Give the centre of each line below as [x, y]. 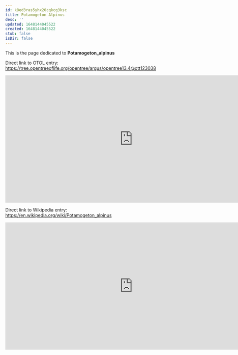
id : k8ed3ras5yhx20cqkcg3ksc [36, 10]
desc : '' [14, 19]
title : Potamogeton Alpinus [35, 15]
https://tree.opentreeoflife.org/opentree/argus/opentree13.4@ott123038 [81, 68]
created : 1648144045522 [31, 29]
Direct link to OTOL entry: [32, 63]
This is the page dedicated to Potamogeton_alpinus [60, 53]
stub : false [18, 34]
